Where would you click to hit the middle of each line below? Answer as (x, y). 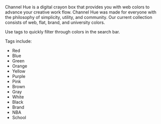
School (19, 117)
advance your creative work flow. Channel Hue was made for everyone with (81, 12)
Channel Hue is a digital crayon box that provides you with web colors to (77, 7)
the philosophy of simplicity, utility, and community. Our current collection (79, 17)
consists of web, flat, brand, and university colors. (55, 22)
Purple (19, 76)
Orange (20, 66)
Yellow (19, 71)
